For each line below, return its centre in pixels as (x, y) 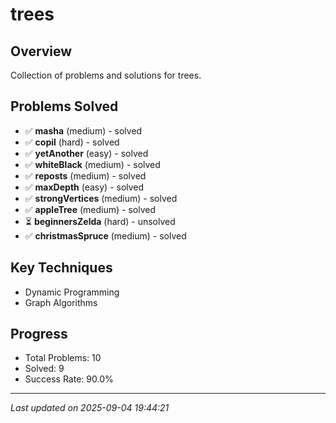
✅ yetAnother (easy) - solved (86, 153)
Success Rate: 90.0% (69, 379)
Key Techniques (61, 268)
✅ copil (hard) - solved (72, 142)
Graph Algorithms (61, 302)
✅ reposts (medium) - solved (85, 175)
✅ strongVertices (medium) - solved (101, 198)
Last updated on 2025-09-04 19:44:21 (90, 408)
